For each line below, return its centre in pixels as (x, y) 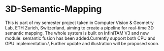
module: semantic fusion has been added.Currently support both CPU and (80, 38)
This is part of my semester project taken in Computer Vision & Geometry (80, 23)
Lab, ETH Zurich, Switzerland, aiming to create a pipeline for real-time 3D (80, 27)
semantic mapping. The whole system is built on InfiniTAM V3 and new (77, 33)
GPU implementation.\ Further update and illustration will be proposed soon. (82, 43)
